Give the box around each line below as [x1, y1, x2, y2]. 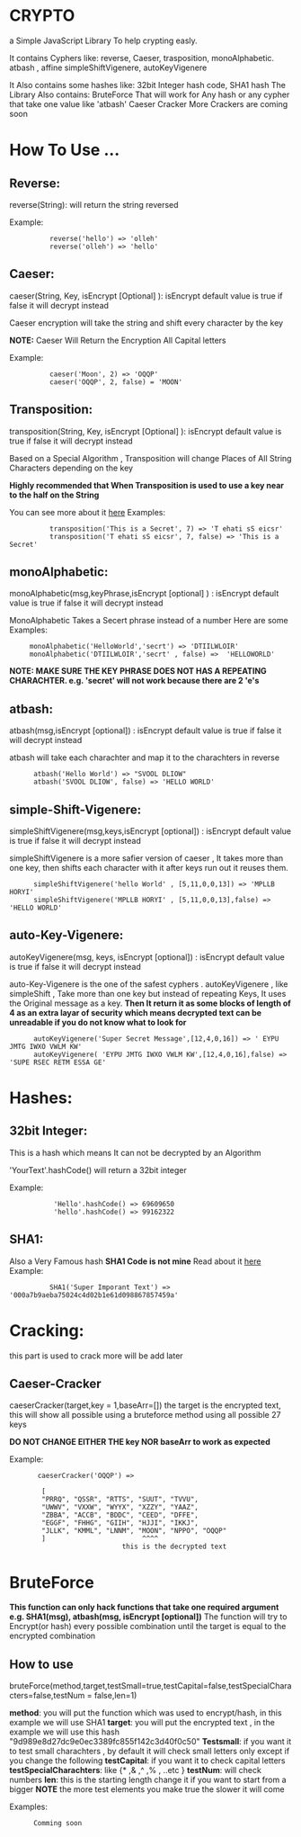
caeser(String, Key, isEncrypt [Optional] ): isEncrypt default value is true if [9, 290, 283, 301]
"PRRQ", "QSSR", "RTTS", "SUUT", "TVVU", [41, 1495, 199, 1504]
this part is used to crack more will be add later [9, 1350, 183, 1361]
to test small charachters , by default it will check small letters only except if [9, 1746, 290, 1757]
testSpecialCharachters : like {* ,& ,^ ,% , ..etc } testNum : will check [9, 1765, 262, 1776]
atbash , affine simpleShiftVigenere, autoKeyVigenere [9, 62, 208, 73]
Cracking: [9, 1320, 84, 1340]
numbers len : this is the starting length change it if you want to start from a [9, 1774, 287, 1786]
